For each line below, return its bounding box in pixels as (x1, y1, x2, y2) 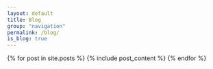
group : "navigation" (7, 23, 66, 29)
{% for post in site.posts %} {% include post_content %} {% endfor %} (7, 54, 207, 62)
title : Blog (7, 16, 41, 23)
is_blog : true (7, 36, 48, 42)
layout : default (7, 10, 53, 17)
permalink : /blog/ (7, 29, 60, 36)
